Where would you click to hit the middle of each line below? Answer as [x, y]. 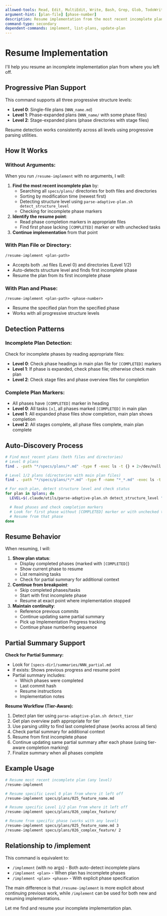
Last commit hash [38, 686]
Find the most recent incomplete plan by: [55, 186]
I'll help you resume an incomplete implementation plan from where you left [82, 67]
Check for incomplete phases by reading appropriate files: [65, 354]
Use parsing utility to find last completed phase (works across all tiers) [84, 726]
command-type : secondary [31, 24]
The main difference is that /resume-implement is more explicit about [75, 888]
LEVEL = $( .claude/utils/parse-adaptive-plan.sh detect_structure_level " [86, 498]
